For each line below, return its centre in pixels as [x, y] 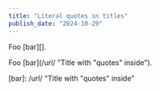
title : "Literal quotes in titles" [68, 16]
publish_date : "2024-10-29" [56, 24]
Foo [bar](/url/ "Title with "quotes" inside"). [80, 63]
